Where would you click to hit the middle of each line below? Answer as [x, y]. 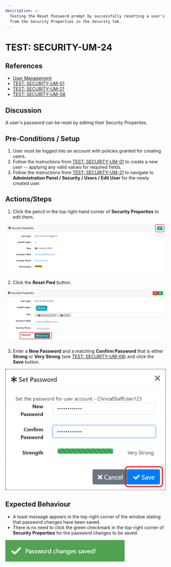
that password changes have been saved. [56, 522]
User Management [32, 78]
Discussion [23, 110]
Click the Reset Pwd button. [42, 282]
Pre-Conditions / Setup [42, 139]
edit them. [23, 217]
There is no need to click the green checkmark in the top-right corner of [88, 527]
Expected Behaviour [38, 504]
